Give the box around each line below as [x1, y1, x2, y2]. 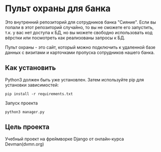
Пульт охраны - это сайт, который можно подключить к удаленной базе [5, 44, 156, 50]
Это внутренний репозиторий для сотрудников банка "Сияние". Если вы [5, 19, 156, 25]
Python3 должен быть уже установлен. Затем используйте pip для [5, 76, 144, 82]
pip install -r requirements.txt [5, 91, 73, 96]
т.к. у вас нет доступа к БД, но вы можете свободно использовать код [5, 29, 153, 35]
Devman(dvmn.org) [5, 141, 44, 147]
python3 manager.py [5, 109, 45, 114]
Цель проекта [5, 123, 50, 131]
